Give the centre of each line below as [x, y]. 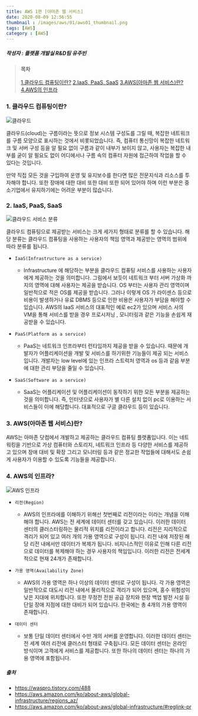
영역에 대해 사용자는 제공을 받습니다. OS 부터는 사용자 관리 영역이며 [112, 285]
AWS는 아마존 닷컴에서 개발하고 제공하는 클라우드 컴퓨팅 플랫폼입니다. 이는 [92, 438]
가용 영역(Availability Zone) [49, 571]
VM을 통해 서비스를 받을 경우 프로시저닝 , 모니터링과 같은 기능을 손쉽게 [104, 315]
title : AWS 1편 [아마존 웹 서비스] [45, 12]
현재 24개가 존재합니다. [66, 559]
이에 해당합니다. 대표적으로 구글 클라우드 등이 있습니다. [107, 407]
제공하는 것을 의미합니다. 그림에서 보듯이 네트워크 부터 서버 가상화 [110, 278]
